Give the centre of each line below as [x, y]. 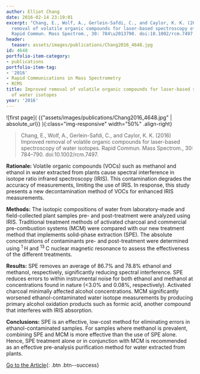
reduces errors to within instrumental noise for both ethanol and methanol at [100, 279]
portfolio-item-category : [38, 56]
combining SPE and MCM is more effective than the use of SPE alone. [92, 335]
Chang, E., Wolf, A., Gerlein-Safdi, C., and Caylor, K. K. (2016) [96, 135]
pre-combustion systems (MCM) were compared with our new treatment [95, 228]
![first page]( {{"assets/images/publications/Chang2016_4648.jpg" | [89, 118]
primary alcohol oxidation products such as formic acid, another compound [99, 304]
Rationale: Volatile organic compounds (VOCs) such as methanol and [91, 166]
